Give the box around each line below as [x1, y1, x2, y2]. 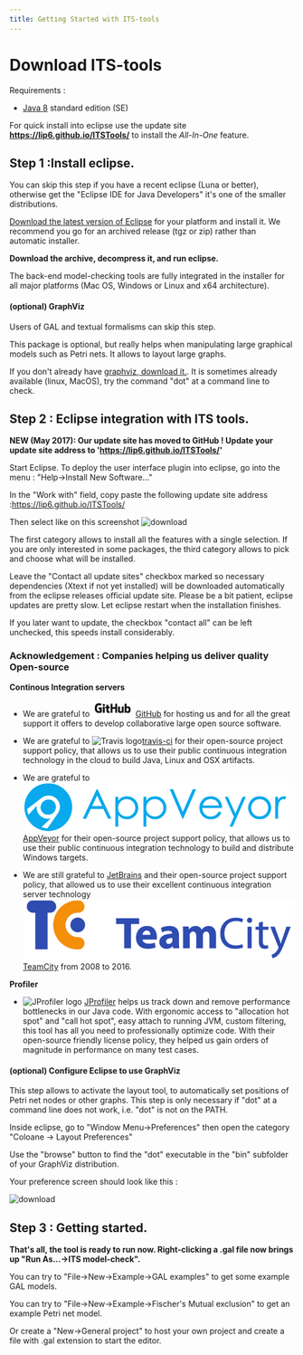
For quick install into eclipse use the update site [9, 119, 187, 130]
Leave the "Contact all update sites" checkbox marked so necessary [9, 571, 265, 582]
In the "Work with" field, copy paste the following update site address [9, 490, 269, 501]
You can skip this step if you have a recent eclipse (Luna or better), [9, 179, 260, 190]
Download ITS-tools [9, 54, 163, 75]
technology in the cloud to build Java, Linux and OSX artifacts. [22, 754, 255, 765]
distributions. [9, 199, 59, 210]
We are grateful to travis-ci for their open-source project [22, 735, 283, 746]
